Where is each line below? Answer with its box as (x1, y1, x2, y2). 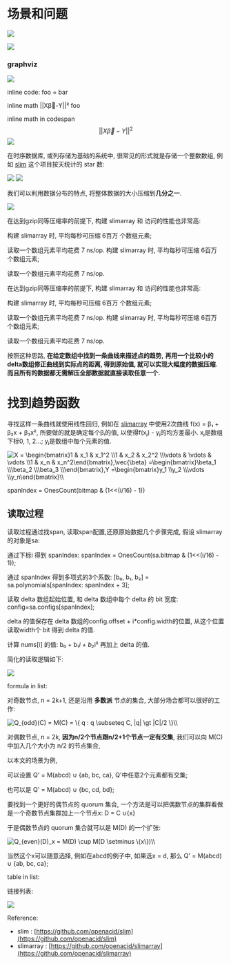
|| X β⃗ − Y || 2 (99, 126, 133, 135)
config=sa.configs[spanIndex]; (7, 603, 95, 611)
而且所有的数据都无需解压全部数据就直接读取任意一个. (7, 368, 161, 377)
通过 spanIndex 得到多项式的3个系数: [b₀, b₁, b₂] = (7, 573, 150, 581)
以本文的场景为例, (7, 756, 58, 764)
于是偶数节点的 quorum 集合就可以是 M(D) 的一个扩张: (7, 823, 161, 831)
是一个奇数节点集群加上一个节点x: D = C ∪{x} (7, 809, 136, 817)
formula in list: (7, 681, 48, 690)
